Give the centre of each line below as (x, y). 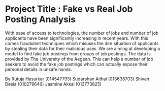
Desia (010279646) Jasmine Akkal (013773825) (53, 84)
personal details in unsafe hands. (39, 69)
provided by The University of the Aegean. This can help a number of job (79, 59)
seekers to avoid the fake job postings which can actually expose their (76, 64)
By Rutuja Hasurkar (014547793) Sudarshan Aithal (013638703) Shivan (77, 79)
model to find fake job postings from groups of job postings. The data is (78, 54)
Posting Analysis (40, 19)
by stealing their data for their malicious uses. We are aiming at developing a (82, 48)
